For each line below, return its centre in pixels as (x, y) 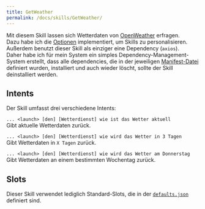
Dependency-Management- (154, 55)
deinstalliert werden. (32, 74)
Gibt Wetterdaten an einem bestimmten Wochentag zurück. (81, 160)
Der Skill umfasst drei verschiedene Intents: (61, 108)
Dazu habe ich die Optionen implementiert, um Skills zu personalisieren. (97, 42)
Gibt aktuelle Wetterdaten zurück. (49, 126)
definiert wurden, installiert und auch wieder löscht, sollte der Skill (90, 67)
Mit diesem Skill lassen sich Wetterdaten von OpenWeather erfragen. (93, 35)
